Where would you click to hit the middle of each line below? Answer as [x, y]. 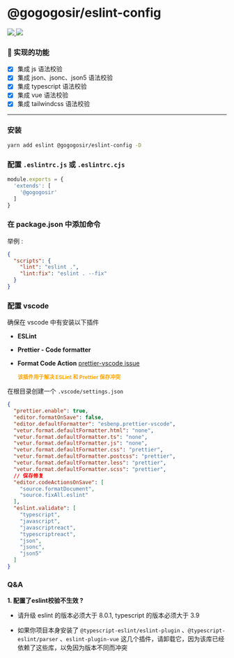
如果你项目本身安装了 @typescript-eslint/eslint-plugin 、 [102, 630]
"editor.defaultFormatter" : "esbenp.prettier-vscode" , [95, 424]
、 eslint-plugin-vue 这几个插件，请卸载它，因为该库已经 [142, 639]
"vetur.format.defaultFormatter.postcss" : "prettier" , [95, 456]
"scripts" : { [32, 261]
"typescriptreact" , [48, 534]
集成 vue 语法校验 [42, 95]
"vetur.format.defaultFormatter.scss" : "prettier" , [90, 469]
